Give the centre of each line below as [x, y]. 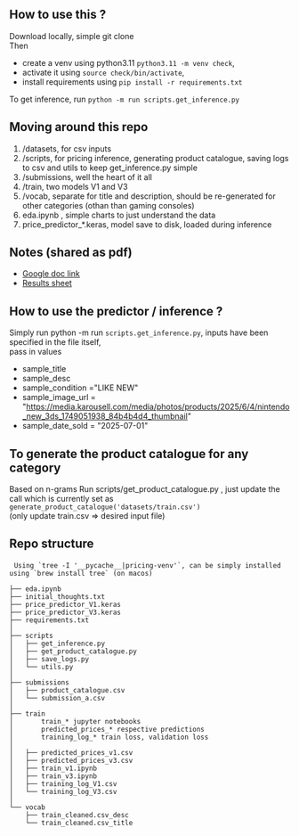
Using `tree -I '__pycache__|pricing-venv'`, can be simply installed [148, 565]
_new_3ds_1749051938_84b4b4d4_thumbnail [105, 416]
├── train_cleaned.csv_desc [77, 815]
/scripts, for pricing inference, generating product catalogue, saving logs [155, 158]
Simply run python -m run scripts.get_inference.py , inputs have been [139, 332]
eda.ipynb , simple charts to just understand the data [119, 215]
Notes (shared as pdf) [71, 253]
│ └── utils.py [41, 667]
